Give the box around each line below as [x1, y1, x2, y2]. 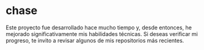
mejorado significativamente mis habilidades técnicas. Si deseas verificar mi [5, 30, 198, 37]
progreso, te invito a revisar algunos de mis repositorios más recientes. [5, 37, 184, 44]
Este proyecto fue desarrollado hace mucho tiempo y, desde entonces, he [5, 24, 192, 31]
